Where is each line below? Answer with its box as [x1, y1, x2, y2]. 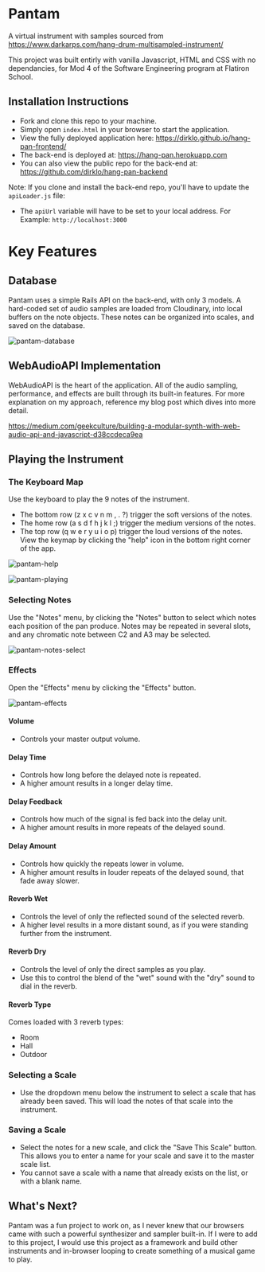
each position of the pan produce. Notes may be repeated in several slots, [8, 621, 251, 630]
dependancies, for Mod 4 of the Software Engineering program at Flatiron [8, 63, 250, 72]
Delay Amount [8, 841, 57, 851]
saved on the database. [8, 320, 85, 330]
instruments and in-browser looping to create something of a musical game [8, 1246, 255, 1255]
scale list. [19, 1159, 52, 1169]
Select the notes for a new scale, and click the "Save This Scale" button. [19, 1142, 257, 1152]
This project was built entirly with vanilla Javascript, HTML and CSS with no [8, 55, 256, 64]
